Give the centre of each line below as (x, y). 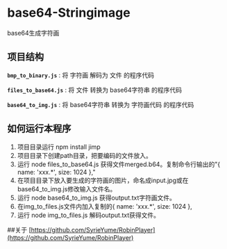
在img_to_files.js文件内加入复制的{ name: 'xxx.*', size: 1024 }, (104, 206)
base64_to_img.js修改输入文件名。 (67, 188)
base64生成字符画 (33, 33)
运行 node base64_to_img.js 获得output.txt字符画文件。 (96, 198)
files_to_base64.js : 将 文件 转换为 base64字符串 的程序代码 (95, 90)
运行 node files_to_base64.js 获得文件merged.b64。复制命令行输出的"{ (119, 164)
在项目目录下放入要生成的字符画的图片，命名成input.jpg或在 (103, 180)
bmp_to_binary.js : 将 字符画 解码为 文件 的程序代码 (81, 75)
